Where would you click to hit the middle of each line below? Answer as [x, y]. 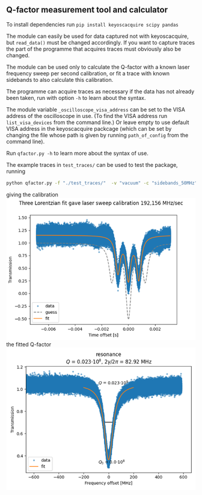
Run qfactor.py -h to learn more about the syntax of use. [77, 153]
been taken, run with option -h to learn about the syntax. [76, 98]
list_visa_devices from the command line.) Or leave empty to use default [98, 122]
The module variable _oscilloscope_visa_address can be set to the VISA [96, 109]
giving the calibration [32, 195]
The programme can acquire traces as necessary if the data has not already [100, 91]
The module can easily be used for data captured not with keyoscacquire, [98, 36]
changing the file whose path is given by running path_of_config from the [97, 135]
